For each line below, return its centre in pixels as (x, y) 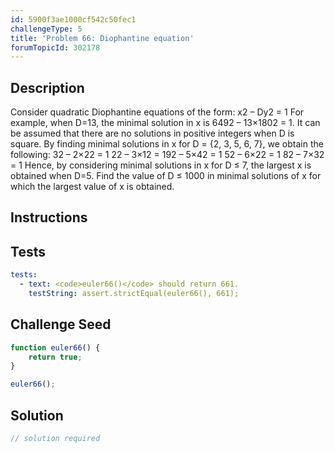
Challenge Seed (61, 324)
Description (47, 87)
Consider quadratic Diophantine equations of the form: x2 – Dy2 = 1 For (157, 112)
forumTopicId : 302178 (55, 47)
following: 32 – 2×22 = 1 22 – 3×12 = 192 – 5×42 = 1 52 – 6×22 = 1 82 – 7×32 (167, 155)
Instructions (49, 217)
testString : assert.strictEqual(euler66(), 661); (134, 294)
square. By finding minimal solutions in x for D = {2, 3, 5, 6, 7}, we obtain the (167, 144)
